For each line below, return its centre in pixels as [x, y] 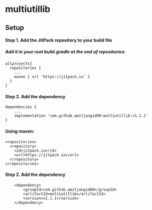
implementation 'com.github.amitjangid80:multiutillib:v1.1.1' [81, 116]
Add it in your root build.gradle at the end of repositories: [66, 51]
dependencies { [21, 107]
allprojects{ [19, 64]
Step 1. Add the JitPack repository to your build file [59, 40]
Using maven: [20, 131]
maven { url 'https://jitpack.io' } [52, 77]
